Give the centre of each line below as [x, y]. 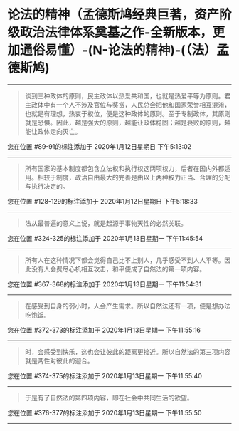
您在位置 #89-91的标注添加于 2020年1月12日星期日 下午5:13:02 [100, 146]
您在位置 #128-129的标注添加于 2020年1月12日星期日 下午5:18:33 [102, 201]
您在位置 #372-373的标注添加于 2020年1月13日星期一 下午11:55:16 [104, 330]
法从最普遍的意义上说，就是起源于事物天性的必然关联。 [106, 223]
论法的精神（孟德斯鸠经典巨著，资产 [113, 15]
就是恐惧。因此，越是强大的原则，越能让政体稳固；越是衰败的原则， [124, 123]
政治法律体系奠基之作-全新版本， [117, 32]
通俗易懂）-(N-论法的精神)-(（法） [118, 50]
